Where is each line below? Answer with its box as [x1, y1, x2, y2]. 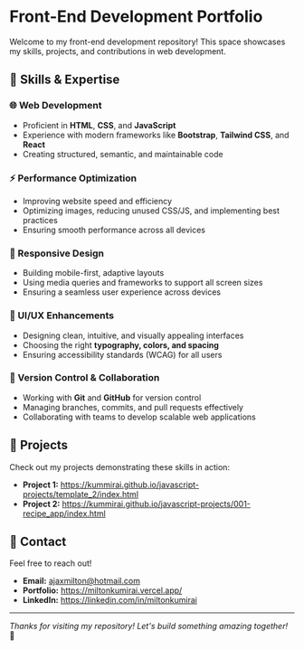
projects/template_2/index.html [22, 488, 138, 499]
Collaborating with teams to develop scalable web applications [22, 411, 256, 422]
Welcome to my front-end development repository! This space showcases [9, 36, 286, 47]
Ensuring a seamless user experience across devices [22, 287, 222, 297]
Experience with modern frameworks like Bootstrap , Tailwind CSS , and [22, 129, 290, 140]
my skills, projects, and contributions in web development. [9, 45, 226, 56]
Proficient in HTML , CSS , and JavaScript [22, 119, 176, 130]
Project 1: [22, 479, 59, 490]
